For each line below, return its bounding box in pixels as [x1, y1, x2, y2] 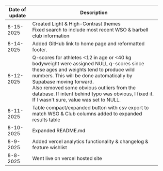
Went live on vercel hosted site [32, 155, 102, 161]
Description [80, 9, 108, 16]
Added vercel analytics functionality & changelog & [32, 138, 149, 144]
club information [32, 32, 70, 39]
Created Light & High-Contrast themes [32, 20, 121, 27]
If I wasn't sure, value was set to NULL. [32, 97, 121, 103]
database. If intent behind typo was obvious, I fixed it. [32, 90, 154, 97]
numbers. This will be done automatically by [32, 72, 132, 79]
